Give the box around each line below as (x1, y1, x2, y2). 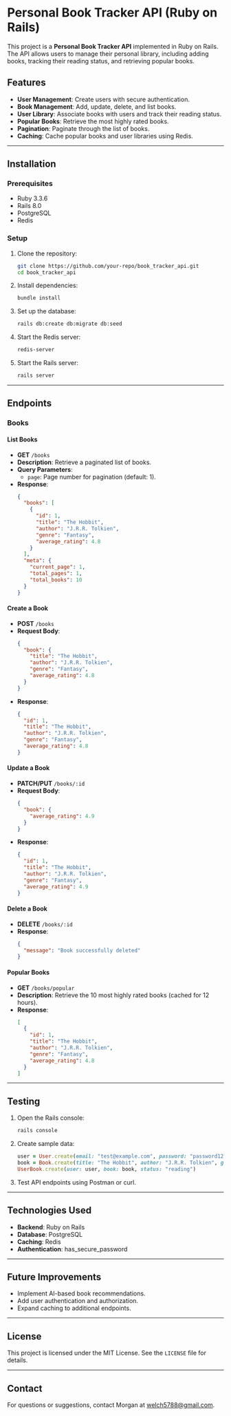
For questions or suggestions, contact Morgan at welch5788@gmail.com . (7, 1401, 215, 1409)
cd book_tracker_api (16, 269, 76, 276)
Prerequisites (7, 179, 53, 189)
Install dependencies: (16, 281, 78, 290)
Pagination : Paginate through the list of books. (16, 124, 150, 132)
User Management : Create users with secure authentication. (16, 95, 190, 103)
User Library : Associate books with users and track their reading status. (16, 110, 222, 118)
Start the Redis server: (16, 333, 81, 342)
